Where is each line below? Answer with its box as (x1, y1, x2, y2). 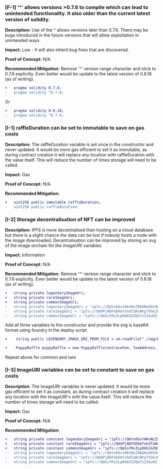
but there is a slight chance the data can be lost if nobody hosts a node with (5, 232, 157, 238)
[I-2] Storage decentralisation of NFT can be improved (5, 216, 135, 223)
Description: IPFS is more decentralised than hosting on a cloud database (5, 227, 153, 233)
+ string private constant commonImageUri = (5, 446, 101, 451)
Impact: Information (5, 252, 45, 258)
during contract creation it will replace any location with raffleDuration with (5, 152, 154, 158)
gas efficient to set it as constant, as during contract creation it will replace (5, 389, 154, 394)
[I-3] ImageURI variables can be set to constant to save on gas (5, 367, 154, 374)
